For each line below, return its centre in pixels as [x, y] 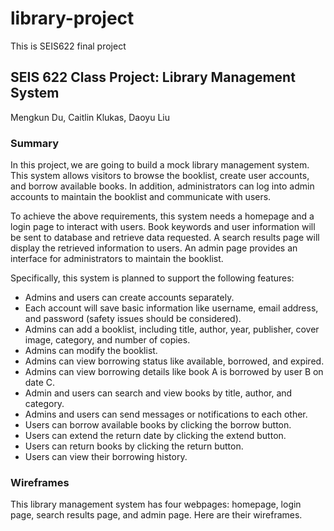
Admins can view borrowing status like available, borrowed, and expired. [174, 361]
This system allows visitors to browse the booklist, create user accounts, [160, 176]
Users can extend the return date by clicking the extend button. [155, 436]
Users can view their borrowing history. [106, 457]
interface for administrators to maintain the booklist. [117, 259]
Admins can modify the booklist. [91, 351]
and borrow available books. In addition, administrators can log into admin [162, 186]
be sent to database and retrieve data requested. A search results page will [165, 238]
